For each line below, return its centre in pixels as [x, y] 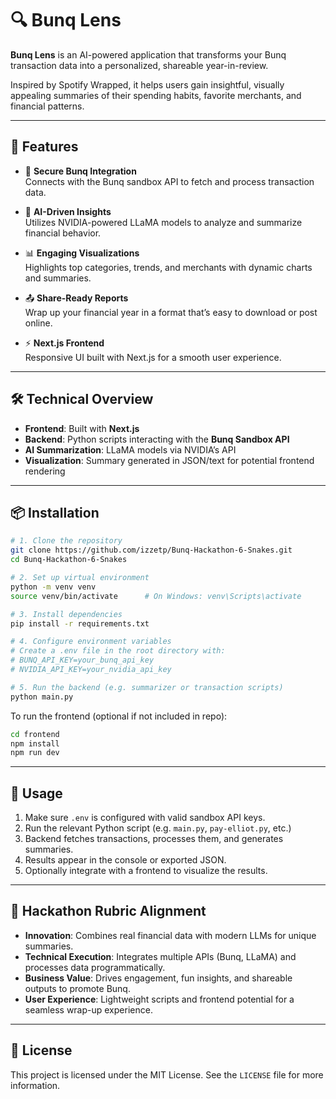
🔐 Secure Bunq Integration [80, 171]
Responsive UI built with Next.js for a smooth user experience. [153, 357]
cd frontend [35, 734]
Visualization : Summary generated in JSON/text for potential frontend [169, 460]
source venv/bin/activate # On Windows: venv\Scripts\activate [156, 596]
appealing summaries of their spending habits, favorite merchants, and [156, 95]
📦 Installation [55, 512]
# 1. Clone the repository [66, 541]
